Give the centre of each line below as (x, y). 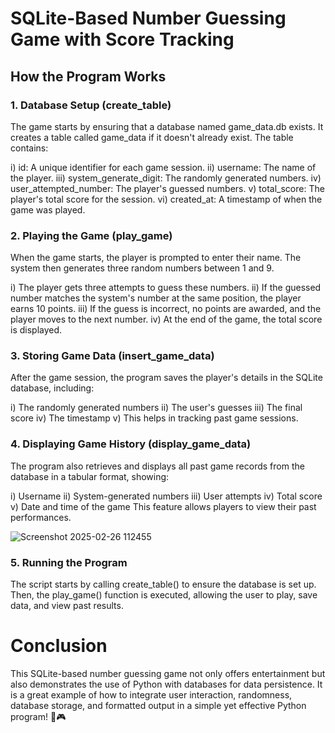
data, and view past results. (67, 606)
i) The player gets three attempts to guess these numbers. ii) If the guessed (166, 288)
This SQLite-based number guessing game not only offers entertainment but (168, 673)
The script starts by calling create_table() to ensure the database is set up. (163, 584)
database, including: (52, 388)
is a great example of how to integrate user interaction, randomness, (151, 695)
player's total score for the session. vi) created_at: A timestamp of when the (166, 199)
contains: (29, 148)
